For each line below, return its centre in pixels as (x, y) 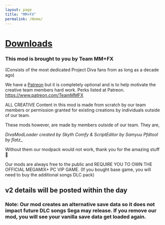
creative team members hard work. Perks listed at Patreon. (65, 90)
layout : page (19, 10)
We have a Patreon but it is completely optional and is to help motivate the (81, 84)
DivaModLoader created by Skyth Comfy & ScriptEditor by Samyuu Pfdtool (82, 134)
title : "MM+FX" (21, 14)
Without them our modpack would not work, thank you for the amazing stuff (82, 149)
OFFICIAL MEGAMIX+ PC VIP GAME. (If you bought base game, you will (78, 169)
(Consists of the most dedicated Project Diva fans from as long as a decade (82, 69)
